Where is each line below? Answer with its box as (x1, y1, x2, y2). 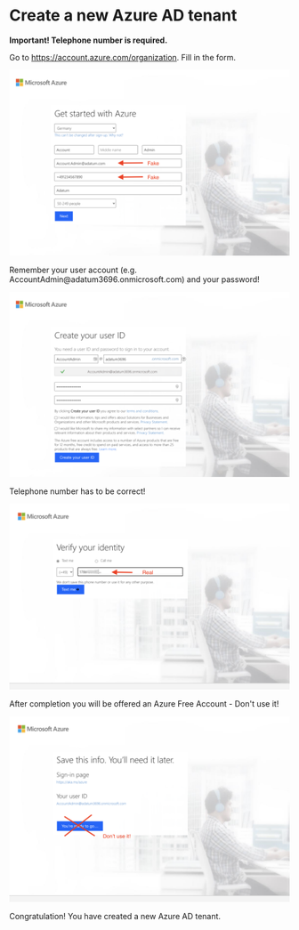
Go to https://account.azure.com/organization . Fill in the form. (9, 52, 236, 62)
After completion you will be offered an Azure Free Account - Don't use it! (9, 699, 279, 709)
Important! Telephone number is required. (9, 35, 168, 45)
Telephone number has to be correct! (9, 486, 146, 497)
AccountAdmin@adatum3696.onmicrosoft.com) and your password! (9, 273, 260, 285)
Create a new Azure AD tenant (9, 5, 238, 26)
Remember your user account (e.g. (9, 264, 138, 275)
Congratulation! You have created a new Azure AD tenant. (9, 910, 221, 921)
